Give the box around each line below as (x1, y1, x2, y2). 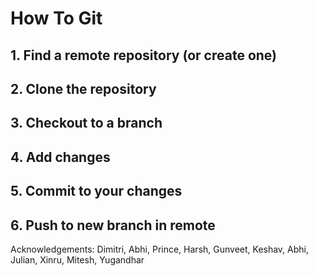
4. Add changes (10, 148, 111, 166)
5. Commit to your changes (10, 183, 183, 200)
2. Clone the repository (10, 80, 157, 97)
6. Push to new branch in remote (10, 217, 216, 234)
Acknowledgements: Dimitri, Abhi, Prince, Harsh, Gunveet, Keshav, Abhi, (10, 243, 310, 255)
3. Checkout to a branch (10, 115, 163, 132)
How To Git (10, 7, 103, 30)
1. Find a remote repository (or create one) (10, 47, 277, 64)
